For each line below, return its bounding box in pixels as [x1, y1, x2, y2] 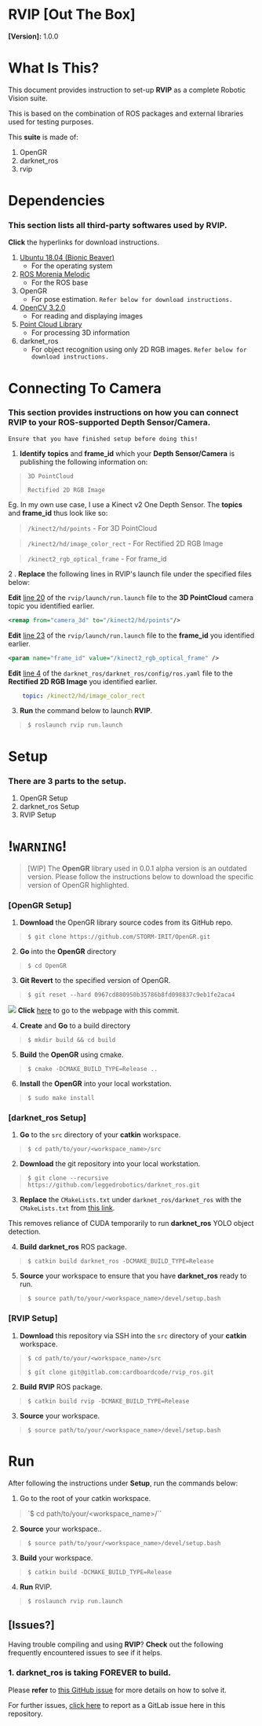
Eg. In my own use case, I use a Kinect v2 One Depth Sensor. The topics [8, 499, 243, 509]
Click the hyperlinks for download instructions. [8, 237, 159, 247]
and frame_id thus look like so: [8, 508, 108, 517]
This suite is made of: [8, 132, 78, 142]
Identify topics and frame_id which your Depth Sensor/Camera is [19, 448, 235, 458]
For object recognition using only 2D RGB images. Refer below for [31, 344, 247, 355]
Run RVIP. [19, 1582, 53, 1592]
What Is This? [8, 59, 100, 77]
